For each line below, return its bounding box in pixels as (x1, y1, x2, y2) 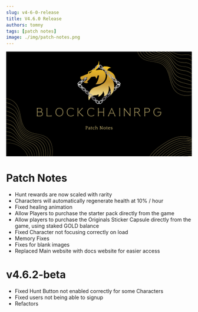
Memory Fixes (14, 235, 50, 242)
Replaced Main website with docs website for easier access (14, 247, 160, 254)
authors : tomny (6, 22, 44, 28)
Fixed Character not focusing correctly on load (14, 228, 128, 235)
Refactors (14, 300, 39, 307)
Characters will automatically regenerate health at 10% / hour (14, 197, 164, 204)
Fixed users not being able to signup (14, 294, 104, 301)
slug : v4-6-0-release (6, 9, 60, 15)
